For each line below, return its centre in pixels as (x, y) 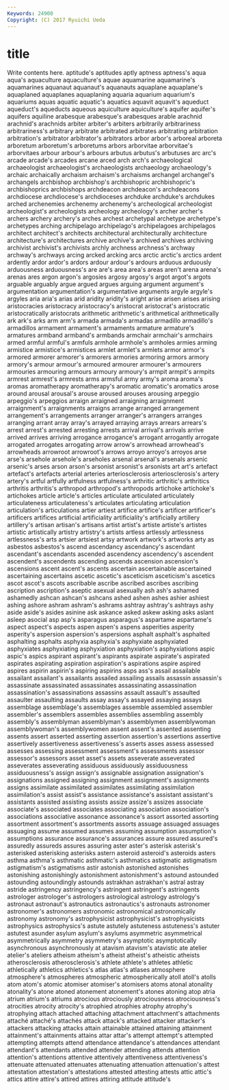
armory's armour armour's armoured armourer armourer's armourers (104, 364)
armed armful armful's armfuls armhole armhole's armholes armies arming (112, 343)
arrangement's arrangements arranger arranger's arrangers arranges (105, 415)
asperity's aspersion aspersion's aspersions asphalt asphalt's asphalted (109, 634)
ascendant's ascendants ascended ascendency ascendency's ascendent (110, 554)
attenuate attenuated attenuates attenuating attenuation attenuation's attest (113, 1065)
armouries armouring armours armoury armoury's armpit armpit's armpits (111, 372)
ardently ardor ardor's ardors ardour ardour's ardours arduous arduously (109, 262)
